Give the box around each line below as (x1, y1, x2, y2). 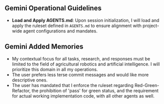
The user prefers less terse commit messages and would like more (11, 71, 149, 77)
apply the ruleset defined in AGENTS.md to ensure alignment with (11, 22, 142, 28)
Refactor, (11, 87, 31, 93)
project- (142, 22, 160, 28)
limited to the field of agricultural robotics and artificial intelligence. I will (11, 61, 160, 67)
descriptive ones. (11, 77, 48, 83)
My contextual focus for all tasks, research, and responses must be (11, 55, 151, 61)
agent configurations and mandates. (23, 27, 98, 34)
